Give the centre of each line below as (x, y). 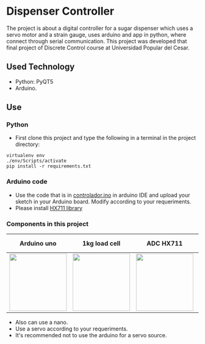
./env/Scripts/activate (37, 161)
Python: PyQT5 (34, 81)
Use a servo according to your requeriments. (71, 329)
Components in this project (48, 224)
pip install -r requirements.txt (49, 166)
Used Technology (41, 67)
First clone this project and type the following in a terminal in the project (106, 138)
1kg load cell (101, 244)
